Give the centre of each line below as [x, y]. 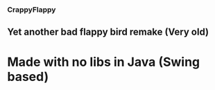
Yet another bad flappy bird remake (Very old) [108, 32]
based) [28, 76]
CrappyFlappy [32, 10]
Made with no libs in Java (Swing [104, 62]
